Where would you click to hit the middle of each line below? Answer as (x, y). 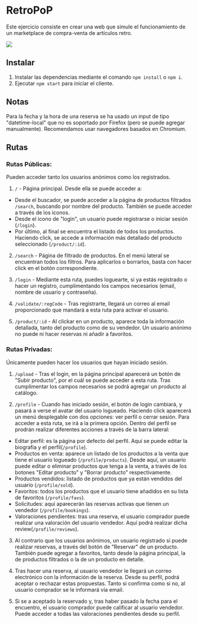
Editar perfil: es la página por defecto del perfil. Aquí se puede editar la (101, 441)
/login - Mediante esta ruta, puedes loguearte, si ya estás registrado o (101, 280)
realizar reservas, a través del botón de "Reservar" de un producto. (96, 547)
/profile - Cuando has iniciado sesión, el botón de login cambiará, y (98, 404)
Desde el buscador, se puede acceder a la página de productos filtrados (103, 200)
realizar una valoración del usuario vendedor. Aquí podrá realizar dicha (101, 522)
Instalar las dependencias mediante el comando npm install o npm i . (99, 77)
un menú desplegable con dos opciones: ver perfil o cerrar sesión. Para (102, 417)
